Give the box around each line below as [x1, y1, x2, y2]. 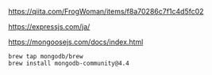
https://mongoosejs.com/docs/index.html [8, 37, 144, 47]
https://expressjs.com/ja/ [8, 22, 91, 31]
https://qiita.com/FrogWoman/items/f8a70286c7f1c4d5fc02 [8, 7, 204, 16]
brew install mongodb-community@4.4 [8, 59, 129, 67]
